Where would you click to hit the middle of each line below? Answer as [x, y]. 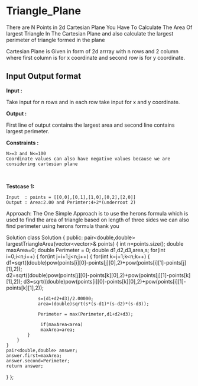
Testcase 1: [20, 186]
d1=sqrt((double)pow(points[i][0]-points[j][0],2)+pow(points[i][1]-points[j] [96, 262]
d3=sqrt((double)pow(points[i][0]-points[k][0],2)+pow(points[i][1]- [105, 281]
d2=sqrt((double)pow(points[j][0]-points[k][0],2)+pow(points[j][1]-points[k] [98, 275]
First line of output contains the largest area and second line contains [90, 125]
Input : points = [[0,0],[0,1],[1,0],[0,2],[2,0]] [71, 197]
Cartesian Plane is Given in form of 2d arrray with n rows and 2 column [92, 51]
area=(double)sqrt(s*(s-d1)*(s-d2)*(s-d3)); [93, 304]
